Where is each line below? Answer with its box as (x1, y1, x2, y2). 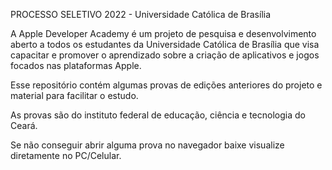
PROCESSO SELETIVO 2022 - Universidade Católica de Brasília (10, 9, 272, 20)
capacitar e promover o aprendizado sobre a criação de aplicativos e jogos (10, 49, 320, 61)
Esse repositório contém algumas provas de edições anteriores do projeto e (10, 79, 323, 91)
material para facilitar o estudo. (10, 90, 139, 101)
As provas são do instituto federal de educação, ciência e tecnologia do (10, 109, 306, 121)
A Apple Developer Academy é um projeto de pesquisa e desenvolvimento (10, 28, 317, 39)
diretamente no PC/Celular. (10, 150, 122, 161)
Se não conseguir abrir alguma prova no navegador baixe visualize (10, 139, 285, 151)
